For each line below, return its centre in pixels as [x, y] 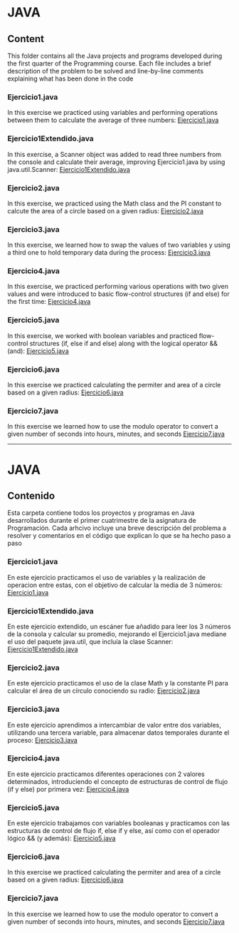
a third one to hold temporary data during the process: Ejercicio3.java [109, 253]
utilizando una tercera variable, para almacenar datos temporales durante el [118, 733]
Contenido [31, 495]
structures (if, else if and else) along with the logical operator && [124, 343]
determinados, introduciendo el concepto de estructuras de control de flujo [118, 781]
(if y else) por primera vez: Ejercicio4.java [68, 789]
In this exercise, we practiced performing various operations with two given [118, 287]
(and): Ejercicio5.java [38, 351]
